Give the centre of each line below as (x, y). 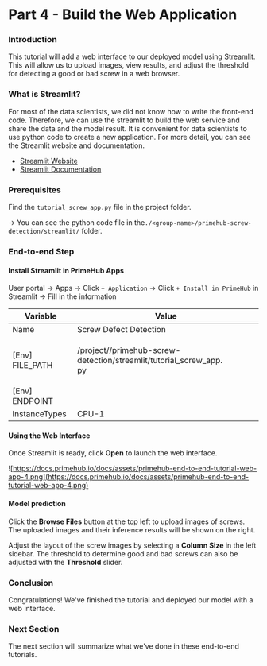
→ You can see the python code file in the (77, 223)
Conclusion (31, 583)
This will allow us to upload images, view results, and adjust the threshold (128, 65)
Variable (41, 316)
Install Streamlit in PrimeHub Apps (66, 270)
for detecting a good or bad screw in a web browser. (94, 74)
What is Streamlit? (44, 95)
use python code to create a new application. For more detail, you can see (130, 137)
